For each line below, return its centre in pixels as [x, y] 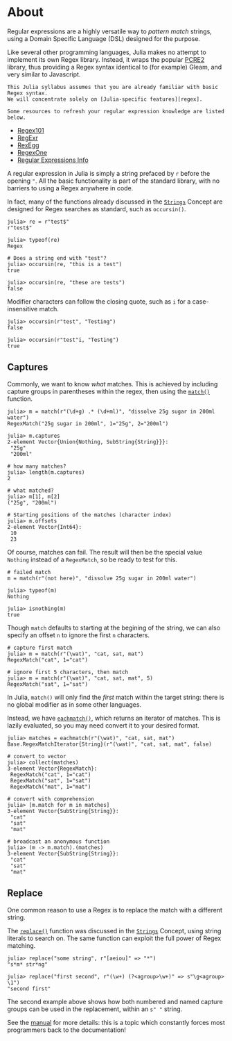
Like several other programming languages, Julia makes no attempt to [107, 52]
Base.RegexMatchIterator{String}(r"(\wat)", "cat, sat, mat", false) [110, 744]
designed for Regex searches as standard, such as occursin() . [97, 208]
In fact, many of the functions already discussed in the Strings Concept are [115, 202]
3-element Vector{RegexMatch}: [52, 769]
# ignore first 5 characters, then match [68, 672]
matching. [21, 945]
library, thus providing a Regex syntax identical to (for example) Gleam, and [115, 67]
